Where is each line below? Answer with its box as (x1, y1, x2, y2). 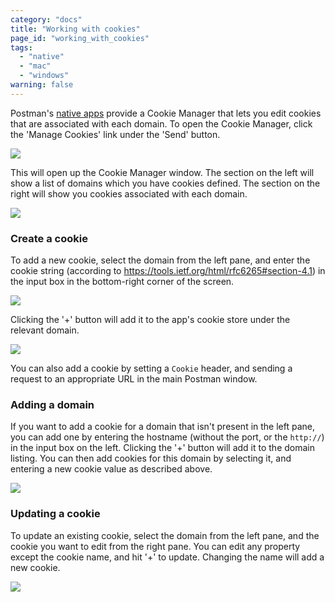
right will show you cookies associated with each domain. (10, 187, 248, 200)
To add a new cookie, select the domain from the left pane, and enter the (10, 254, 311, 266)
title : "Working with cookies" (10, 24, 141, 34)
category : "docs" (10, 14, 83, 25)
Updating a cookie (10, 507, 101, 521)
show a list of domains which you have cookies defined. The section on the (10, 177, 321, 189)
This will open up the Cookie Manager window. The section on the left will (10, 166, 315, 178)
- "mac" (19, 61, 52, 71)
